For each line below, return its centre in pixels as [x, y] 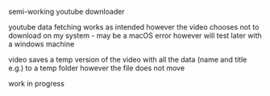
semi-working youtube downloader [66, 12]
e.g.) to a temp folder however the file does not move [97, 68]
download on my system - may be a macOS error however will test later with [135, 36]
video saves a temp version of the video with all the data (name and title [128, 60]
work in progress [36, 84]
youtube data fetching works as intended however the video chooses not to [134, 27]
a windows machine [42, 44]
